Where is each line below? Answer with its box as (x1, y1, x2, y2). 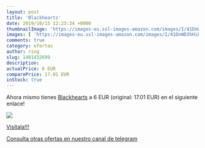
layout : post (6, 9, 40, 15)
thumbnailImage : (6, 26, 48, 32)
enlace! (6, 100, 25, 107)
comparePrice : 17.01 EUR (6, 71, 70, 77)
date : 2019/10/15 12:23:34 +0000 (6, 20, 92, 26)
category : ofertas (6, 43, 53, 49)
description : (6, 60, 40, 66)
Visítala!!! (6, 123, 29, 131)
